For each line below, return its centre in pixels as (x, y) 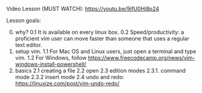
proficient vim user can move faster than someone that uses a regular (102, 38)
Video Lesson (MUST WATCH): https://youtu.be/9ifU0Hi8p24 (83, 9)
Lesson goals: (24, 20)
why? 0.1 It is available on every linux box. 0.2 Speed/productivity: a (99, 32)
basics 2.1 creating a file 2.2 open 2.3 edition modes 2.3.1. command (100, 71)
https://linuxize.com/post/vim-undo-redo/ (67, 83)
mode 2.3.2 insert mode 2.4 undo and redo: (69, 77)
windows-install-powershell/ (51, 64)
